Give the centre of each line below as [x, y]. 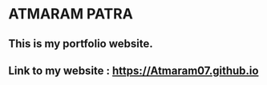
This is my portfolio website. [81, 44]
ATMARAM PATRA [71, 14]
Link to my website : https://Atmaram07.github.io [133, 70]
